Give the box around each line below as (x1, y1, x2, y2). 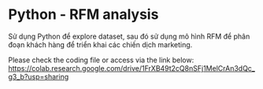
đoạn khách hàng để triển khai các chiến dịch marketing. (8, 39, 193, 49)
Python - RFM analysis (8, 6, 159, 24)
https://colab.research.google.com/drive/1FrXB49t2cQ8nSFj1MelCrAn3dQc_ (8, 63, 256, 72)
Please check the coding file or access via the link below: (8, 55, 194, 65)
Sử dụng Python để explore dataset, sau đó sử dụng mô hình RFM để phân (8, 32, 250, 41)
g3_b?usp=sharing (8, 72, 69, 81)
